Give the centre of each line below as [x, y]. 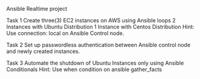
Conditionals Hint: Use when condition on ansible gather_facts [84, 69]
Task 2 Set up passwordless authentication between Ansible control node [98, 45]
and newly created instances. [43, 51]
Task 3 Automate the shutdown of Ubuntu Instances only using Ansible [95, 63]
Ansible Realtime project [37, 9]
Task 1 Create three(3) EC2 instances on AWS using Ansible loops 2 [91, 20]
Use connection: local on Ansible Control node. [65, 33]
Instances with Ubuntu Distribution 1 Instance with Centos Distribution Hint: [100, 27]
